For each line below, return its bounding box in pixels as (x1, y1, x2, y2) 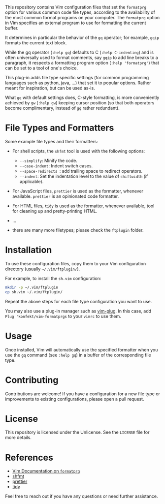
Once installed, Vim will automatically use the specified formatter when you (5, 346, 158, 352)
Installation (5, 245, 52, 255)
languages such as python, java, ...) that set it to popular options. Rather (5, 80, 151, 86)
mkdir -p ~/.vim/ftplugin (5, 285, 58, 290)
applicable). (19, 178, 44, 184)
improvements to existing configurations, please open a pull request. (5, 396, 144, 402)
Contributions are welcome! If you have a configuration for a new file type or (5, 391, 160, 397)
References (5, 452, 53, 463)
